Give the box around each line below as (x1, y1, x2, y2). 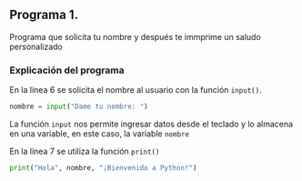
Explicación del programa (9, 64, 125, 76)
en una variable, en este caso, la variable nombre (9, 127, 189, 139)
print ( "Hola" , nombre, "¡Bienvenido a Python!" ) (9, 163, 197, 172)
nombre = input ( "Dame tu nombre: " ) (9, 102, 148, 112)
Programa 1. (9, 7, 79, 23)
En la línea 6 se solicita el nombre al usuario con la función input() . (9, 85, 262, 96)
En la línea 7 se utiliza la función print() (9, 146, 160, 156)
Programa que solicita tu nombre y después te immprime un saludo (9, 31, 261, 42)
